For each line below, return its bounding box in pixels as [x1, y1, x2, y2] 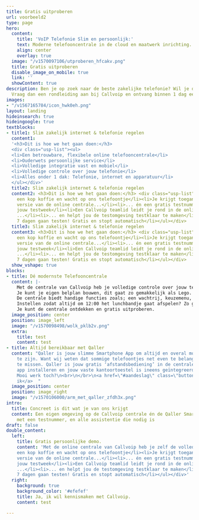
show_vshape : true [11, 262, 57, 269]
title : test [17, 334, 46, 340]
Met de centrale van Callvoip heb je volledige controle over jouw [17, 284, 187, 291]
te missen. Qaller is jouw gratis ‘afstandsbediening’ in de [17, 361, 171, 368]
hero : [6, 25, 20, 31]
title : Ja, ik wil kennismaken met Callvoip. [17, 493, 131, 500]
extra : [11, 328, 28, 334]
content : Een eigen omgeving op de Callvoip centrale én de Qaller [11, 411, 182, 417]
